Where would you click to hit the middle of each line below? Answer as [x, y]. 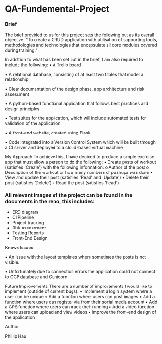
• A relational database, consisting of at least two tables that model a [74, 75]
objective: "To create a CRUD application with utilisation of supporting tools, [81, 40]
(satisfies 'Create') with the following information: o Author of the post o [77, 167]
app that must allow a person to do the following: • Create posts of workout [81, 162]
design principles [22, 109]
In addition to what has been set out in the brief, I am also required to [74, 60]
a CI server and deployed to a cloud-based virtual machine [64, 148]
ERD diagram [25, 212]
